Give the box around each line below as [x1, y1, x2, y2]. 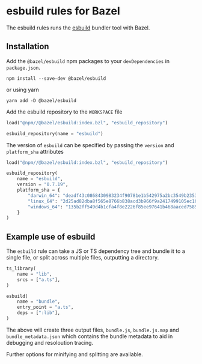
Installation [6, 41, 49, 52]
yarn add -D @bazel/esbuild [6, 97, 77, 103]
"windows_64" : [28, 204, 63, 210]
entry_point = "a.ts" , [17, 305, 74, 311]
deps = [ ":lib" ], [17, 310, 61, 316]
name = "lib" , [17, 271, 52, 277]
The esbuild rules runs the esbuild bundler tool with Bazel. [6, 24, 150, 31]
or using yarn [6, 86, 39, 93]
